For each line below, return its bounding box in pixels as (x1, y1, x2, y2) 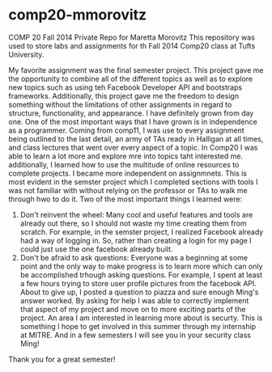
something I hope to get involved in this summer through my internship (19, 321, 257, 331)
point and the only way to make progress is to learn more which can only (19, 261, 263, 271)
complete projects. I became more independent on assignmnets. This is (8, 168, 248, 178)
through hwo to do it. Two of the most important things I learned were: (8, 194, 243, 204)
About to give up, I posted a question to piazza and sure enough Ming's (19, 287, 259, 297)
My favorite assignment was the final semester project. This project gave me (8, 65, 264, 74)
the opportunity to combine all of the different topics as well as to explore (8, 74, 253, 83)
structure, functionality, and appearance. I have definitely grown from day (8, 108, 254, 118)
